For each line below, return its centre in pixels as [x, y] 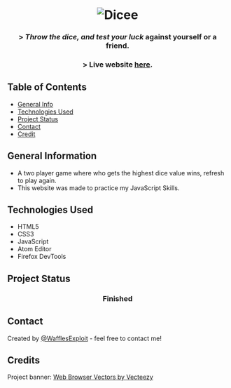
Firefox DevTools [42, 257]
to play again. [37, 180]
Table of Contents [47, 87]
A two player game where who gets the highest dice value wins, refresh [121, 173]
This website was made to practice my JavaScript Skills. [98, 188]
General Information [52, 156]
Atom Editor [34, 249]
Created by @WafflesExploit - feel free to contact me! [85, 338]
